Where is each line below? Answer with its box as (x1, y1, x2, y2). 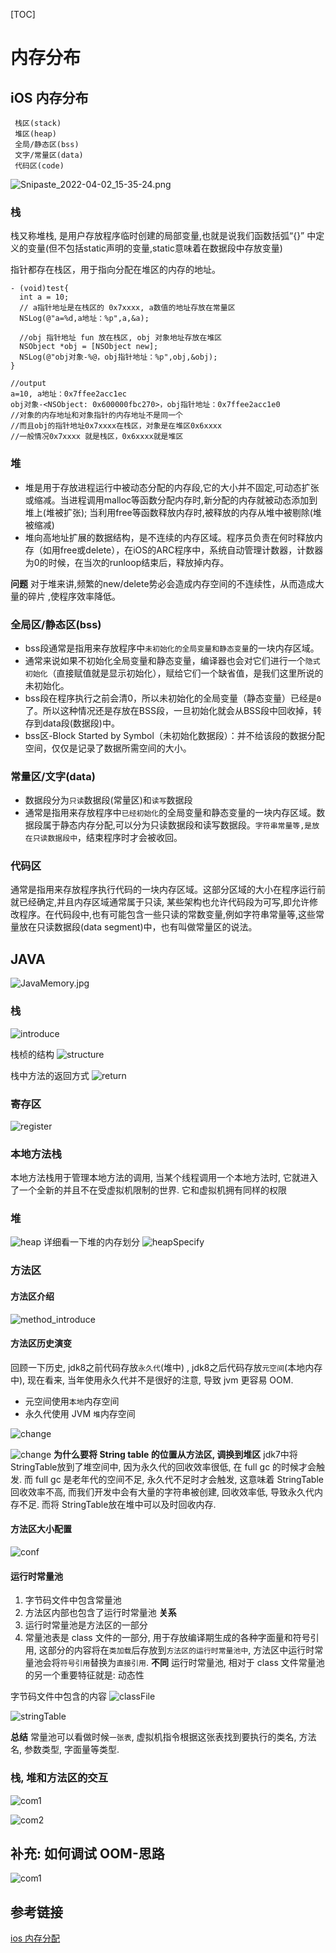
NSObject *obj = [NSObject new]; (19, 342, 159, 352)
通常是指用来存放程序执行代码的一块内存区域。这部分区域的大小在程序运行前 (10, 884, 326, 896)
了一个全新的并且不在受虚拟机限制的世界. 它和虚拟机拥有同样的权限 (10, 1184, 287, 1196)
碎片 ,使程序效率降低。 (27, 590, 121, 602)
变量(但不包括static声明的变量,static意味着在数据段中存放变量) (27, 242, 283, 254)
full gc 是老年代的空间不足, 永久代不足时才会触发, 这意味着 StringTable (34, 1473, 324, 1485)
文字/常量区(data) (14, 150, 84, 160)
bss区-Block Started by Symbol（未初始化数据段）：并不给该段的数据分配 (24, 729, 325, 741)
